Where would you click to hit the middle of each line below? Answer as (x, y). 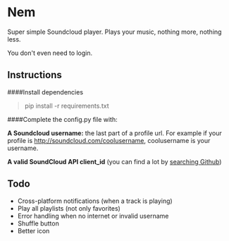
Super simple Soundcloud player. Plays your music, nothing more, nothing (114, 32)
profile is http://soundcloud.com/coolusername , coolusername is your (109, 140)
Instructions (35, 75)
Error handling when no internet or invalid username (93, 216)
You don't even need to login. (50, 53)
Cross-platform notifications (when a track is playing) (95, 201)
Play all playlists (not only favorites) (69, 208)
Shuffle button (38, 223)
